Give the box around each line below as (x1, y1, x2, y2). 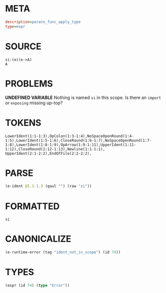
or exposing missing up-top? (5, 100, 63, 106)
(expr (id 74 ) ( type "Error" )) (5, 283, 70, 288)
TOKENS (5, 117, 42, 128)
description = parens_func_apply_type (5, 19, 81, 24)
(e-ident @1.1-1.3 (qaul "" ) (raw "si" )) (5, 184, 92, 189)
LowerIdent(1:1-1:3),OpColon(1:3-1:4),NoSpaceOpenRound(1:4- (5, 134, 134, 139)
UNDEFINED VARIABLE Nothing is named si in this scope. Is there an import (5, 94, 162, 100)
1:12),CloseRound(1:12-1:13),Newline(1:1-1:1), (5, 146, 106, 151)
